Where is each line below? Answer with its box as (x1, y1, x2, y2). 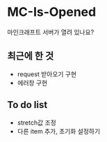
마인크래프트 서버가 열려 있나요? (7, 28, 94, 36)
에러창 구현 (17, 78, 48, 87)
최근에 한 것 (7, 50, 54, 62)
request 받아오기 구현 (17, 70, 77, 78)
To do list (7, 99, 48, 111)
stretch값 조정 (17, 118, 57, 127)
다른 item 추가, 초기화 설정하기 (17, 127, 101, 135)
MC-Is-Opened (7, 4, 97, 20)
